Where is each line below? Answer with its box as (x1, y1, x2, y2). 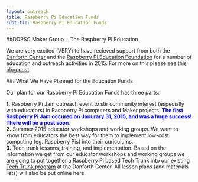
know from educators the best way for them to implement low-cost (6, 132, 170, 139)
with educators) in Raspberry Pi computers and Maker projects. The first (6, 107, 184, 114)
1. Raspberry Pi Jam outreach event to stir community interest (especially (6, 100, 184, 108)
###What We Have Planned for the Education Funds (6, 77, 133, 84)
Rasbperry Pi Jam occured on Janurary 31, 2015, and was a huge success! (6, 113, 192, 120)
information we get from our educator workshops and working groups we (6, 151, 185, 158)
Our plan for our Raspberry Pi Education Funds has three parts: (6, 89, 160, 96)
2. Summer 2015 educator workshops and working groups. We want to (6, 125, 178, 133)
